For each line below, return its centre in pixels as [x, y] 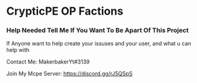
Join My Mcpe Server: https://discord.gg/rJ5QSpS [70, 74]
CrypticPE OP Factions [65, 11]
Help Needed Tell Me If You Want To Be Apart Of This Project [98, 31]
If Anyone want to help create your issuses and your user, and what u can [99, 43]
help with [18, 50]
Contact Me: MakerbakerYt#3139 [48, 62]
